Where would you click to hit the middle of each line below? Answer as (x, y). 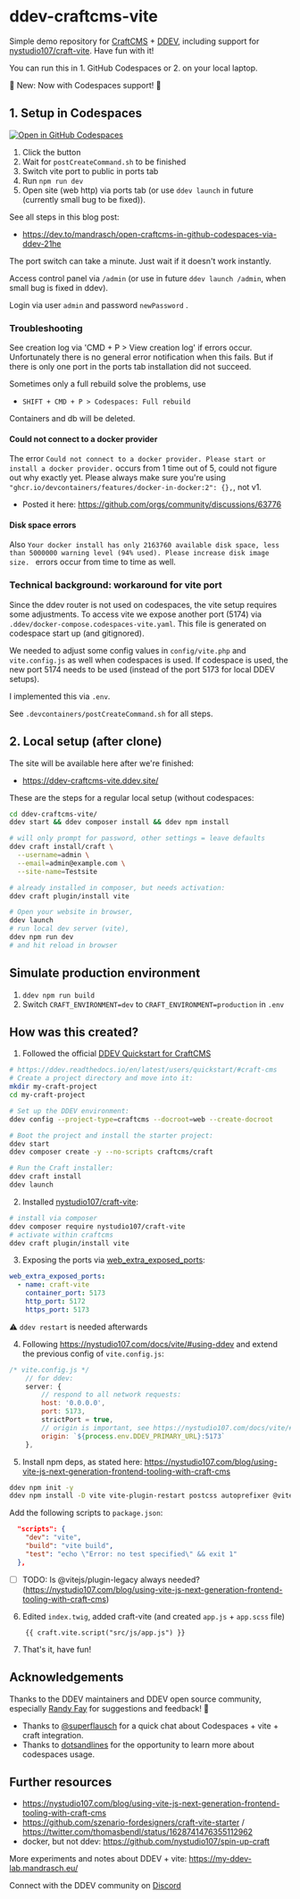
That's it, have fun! (57, 1649)
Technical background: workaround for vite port (116, 585)
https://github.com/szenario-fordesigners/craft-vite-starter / (133, 1822)
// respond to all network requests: (111, 1395)
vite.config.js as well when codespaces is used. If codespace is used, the (149, 660)
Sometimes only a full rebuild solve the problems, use (108, 384)
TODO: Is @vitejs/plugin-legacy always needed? (111, 1579)
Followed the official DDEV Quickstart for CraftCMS (117, 1054)
